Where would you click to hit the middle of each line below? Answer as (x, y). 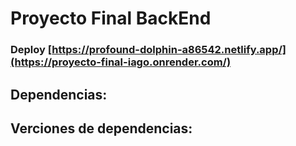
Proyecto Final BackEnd (111, 18)
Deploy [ (31, 50)
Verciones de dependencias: (101, 128)
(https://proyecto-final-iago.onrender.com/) (121, 62)
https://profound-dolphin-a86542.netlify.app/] (169, 50)
